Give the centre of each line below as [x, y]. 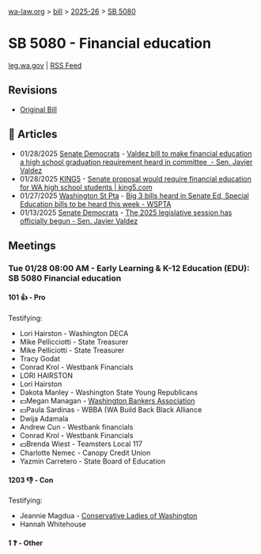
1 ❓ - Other [26, 543]
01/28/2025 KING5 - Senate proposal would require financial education [135, 178]
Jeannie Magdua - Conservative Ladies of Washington [108, 516]
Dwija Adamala [44, 418]
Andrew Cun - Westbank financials [76, 427]
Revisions [33, 90]
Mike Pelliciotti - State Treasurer [72, 350]
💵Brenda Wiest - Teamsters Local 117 [81, 444]
